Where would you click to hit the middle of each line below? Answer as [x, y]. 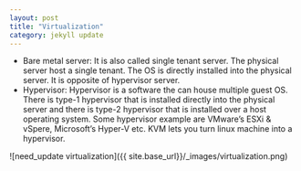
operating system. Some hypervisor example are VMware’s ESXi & [147, 119]
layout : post [34, 18]
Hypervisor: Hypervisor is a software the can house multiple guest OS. [156, 90]
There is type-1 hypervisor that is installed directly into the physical [149, 100]
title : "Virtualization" [57, 27]
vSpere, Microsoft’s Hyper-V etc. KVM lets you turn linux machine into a [157, 129]
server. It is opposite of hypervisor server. [101, 80]
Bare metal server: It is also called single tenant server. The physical [150, 61]
